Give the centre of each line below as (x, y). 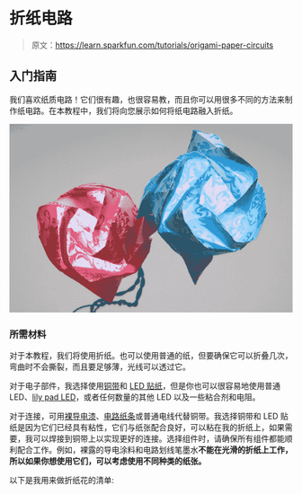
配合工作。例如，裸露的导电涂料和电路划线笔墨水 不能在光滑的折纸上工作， (155, 450)
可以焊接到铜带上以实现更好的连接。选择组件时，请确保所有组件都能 (159, 439)
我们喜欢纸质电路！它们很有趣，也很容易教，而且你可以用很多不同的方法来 (147, 99)
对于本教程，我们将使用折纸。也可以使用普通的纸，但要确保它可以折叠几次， (151, 356)
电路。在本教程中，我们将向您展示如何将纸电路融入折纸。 (131, 110)
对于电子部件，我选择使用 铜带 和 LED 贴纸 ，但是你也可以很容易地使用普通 (145, 386)
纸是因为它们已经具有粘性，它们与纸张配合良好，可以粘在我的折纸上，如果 (147, 428)
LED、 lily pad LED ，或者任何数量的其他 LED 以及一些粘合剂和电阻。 (135, 397)
